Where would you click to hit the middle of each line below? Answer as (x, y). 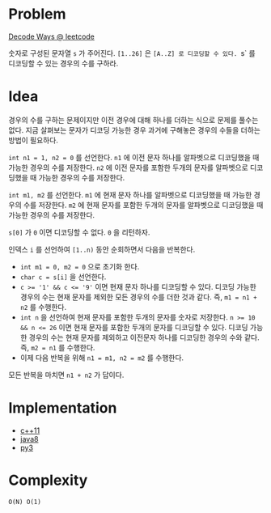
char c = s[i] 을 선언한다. (63, 277)
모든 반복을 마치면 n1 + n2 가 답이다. (66, 375)
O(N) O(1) (25, 502)
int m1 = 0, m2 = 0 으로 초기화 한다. (80, 266)
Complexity (48, 480)
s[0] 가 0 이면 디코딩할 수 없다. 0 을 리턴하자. (79, 232)
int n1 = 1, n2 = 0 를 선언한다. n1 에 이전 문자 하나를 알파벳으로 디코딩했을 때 (134, 157)
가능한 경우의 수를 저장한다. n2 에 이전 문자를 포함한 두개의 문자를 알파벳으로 (128, 167)
